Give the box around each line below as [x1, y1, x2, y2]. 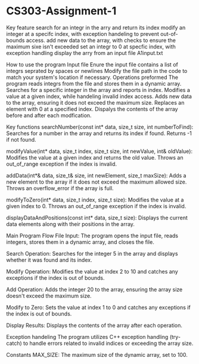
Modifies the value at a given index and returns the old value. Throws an [6, 154, 184, 161]
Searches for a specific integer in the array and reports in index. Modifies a [6, 86, 191, 93]
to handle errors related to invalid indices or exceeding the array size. [23, 339, 194, 347]
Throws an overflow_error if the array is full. [6, 184, 114, 192]
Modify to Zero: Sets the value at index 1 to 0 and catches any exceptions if [6, 304, 191, 311]
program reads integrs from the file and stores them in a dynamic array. [6, 79, 182, 87]
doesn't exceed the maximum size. [6, 292, 92, 299]
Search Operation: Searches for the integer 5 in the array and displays [6, 250, 178, 257]
